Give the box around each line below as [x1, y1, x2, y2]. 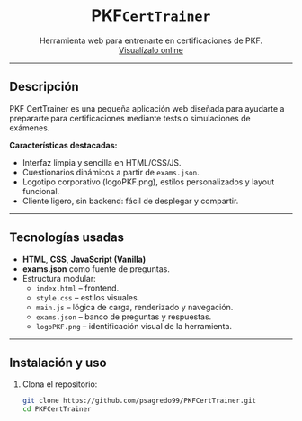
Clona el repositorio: [22, 379, 98, 390]
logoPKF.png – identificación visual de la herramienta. [35, 320, 232, 331]
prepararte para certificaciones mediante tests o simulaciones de [9, 112, 251, 123]
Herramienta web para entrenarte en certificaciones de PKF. [39, 35, 263, 46]
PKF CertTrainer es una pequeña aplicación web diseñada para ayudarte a [9, 103, 285, 113]
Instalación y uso [9, 354, 107, 370]
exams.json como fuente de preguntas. [22, 263, 171, 274]
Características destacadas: [9, 139, 118, 150]
